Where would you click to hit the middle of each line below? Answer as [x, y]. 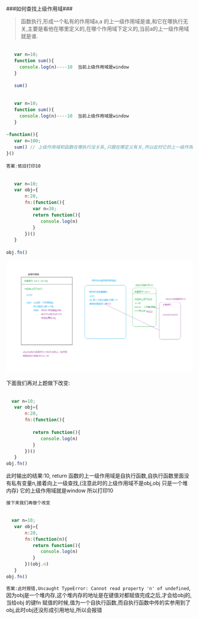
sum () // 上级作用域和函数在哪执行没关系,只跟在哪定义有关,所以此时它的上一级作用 [104, 147]
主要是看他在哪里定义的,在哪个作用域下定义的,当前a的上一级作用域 [108, 29]
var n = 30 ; [45, 209]
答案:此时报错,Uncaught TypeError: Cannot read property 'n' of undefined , [98, 588]
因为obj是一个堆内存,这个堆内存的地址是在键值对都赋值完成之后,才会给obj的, [99, 595]
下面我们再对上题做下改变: [38, 383]
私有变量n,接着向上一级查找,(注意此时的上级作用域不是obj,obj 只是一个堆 [99, 483]
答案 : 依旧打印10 [23, 166]
